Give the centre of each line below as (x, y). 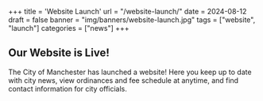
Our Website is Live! (59, 53)
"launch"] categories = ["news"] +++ (69, 28)
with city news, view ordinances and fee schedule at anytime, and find (124, 80)
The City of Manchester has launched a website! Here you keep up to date (130, 72)
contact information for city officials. (68, 88)
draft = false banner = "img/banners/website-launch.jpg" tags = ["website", (132, 20)
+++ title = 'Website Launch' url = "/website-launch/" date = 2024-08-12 (128, 11)
